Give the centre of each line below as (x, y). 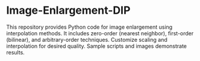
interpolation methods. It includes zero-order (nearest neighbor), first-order (100, 33)
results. (16, 52)
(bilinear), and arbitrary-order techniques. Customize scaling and (87, 39)
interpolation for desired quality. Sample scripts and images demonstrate (97, 46)
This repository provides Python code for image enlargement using (89, 27)
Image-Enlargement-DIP (68, 10)
